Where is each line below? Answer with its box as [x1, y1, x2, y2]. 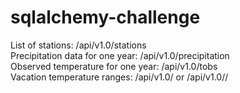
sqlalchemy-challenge [10, 6, 201, 29]
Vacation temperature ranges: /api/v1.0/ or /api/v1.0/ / [10, 71, 229, 83]
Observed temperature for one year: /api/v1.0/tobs [10, 60, 218, 72]
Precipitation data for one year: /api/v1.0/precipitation [10, 49, 230, 61]
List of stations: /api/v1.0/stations [10, 39, 147, 51]
